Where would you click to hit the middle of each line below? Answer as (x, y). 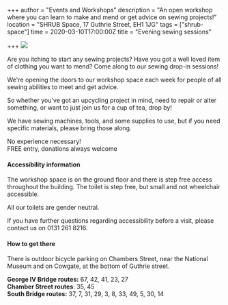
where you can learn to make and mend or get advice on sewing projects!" (112, 17)
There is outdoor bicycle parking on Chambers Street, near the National (108, 259)
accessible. (23, 194)
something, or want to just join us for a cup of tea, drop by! (90, 108)
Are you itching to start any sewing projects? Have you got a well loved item (114, 59)
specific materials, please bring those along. (69, 128)
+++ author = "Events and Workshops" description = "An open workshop (110, 10)
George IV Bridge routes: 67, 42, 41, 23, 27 (68, 280)
